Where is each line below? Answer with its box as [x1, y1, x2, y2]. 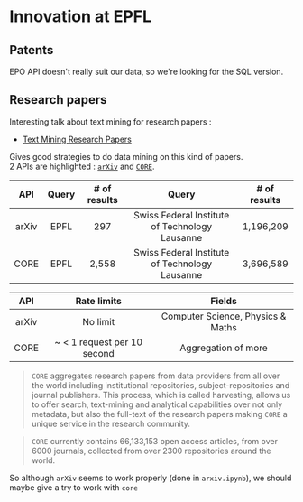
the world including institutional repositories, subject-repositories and [31, 379, 290, 390]
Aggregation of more [179, 341, 268, 354]
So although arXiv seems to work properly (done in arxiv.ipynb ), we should [9, 472, 292, 483]
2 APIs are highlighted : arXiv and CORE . [9, 161, 155, 172]
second [82, 347, 115, 359]
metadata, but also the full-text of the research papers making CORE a [31, 408, 289, 419]
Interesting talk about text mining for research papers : [9, 116, 212, 127]
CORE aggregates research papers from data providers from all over [31, 370, 280, 381]
